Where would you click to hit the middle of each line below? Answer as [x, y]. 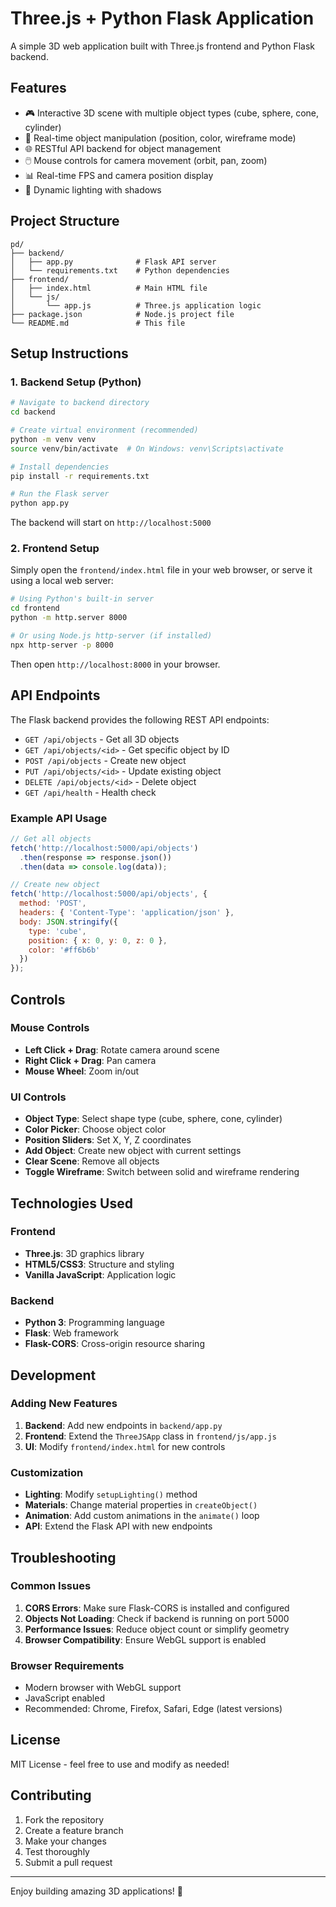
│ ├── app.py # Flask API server [113, 262]
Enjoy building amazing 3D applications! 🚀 [96, 1891]
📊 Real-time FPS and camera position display [119, 175]
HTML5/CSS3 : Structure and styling [99, 1264]
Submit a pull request [68, 1862]
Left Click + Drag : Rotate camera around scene [122, 1049]
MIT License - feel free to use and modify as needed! [120, 1764]
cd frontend [35, 608]
